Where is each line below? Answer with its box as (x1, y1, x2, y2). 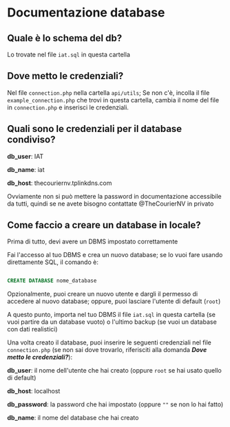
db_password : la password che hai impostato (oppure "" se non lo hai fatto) (7, 400, 224, 408)
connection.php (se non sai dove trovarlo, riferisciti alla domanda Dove (7, 346, 207, 354)
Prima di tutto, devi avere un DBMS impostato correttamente (7, 237, 178, 245)
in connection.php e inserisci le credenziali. (7, 103, 129, 111)
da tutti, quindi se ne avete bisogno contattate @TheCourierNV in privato (7, 199, 214, 208)
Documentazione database (7, 5, 165, 21)
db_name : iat (7, 165, 45, 173)
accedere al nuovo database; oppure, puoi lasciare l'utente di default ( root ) (7, 297, 221, 305)
